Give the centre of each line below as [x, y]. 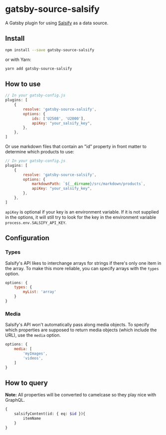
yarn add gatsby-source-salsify [39, 69]
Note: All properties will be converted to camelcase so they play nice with [81, 395]
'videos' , [33, 358]
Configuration [27, 238]
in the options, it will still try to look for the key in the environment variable [81, 217]
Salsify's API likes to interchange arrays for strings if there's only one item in [83, 263]
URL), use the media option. [33, 335]
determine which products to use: [40, 152]
